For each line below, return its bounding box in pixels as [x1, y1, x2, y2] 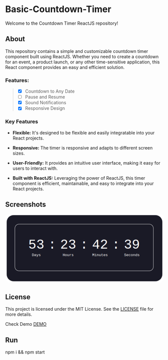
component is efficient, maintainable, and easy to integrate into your [12, 180, 154, 186]
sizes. [12, 150, 25, 156]
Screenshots [5, 200, 46, 208]
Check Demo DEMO [5, 321, 47, 327]
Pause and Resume [25, 94, 65, 100]
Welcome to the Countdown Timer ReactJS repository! [5, 20, 118, 26]
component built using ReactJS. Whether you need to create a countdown [5, 53, 159, 59]
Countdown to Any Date [25, 88, 75, 94]
